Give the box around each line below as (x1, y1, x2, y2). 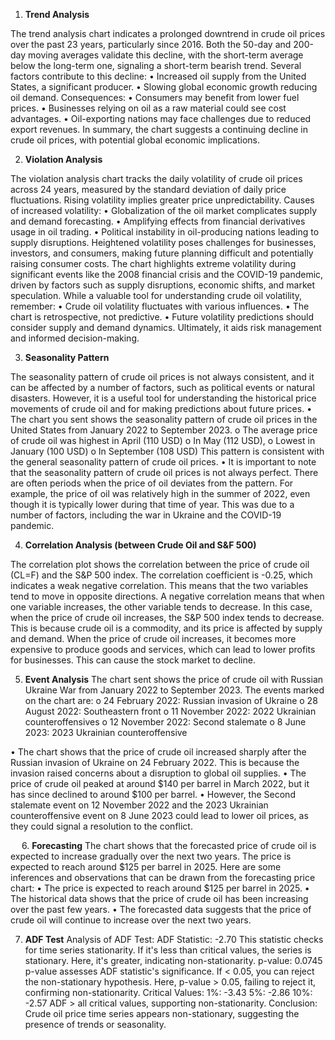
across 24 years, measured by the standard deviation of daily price (10, 184, 287, 195)
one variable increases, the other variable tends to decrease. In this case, (10, 601, 313, 613)
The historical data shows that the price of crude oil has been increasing (10, 893, 309, 904)
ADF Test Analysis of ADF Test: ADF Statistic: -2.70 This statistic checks (24, 934, 324, 945)
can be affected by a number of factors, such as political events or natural (10, 382, 315, 393)
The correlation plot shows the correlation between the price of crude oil (10, 559, 310, 570)
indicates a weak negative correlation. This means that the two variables (10, 580, 309, 591)
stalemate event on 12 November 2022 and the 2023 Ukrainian (10, 799, 269, 811)
